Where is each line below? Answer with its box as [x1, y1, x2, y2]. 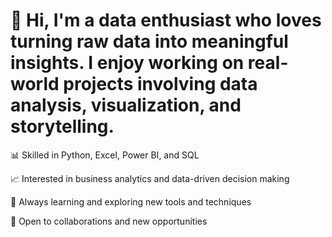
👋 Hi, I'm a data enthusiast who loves [10, 9, 322, 32]
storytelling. [10, 115, 115, 138]
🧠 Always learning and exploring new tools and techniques [10, 195, 252, 208]
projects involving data [63, 73, 258, 96]
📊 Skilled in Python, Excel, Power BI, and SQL [10, 149, 200, 161]
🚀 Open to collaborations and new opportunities [10, 215, 208, 227]
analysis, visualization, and [10, 94, 242, 117]
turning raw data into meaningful [10, 30, 289, 53]
